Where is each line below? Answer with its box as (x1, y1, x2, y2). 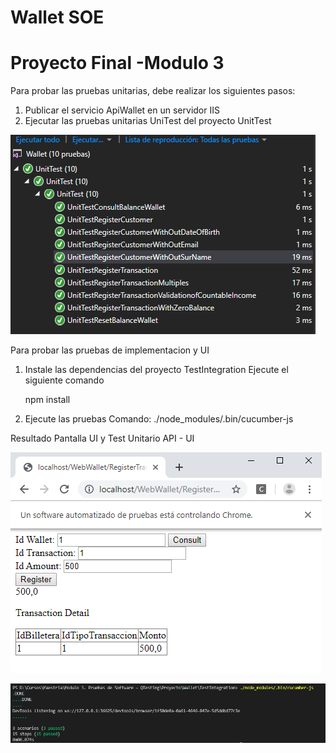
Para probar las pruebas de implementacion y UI (10, 344, 210, 356)
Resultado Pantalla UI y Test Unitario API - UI (10, 432, 195, 445)
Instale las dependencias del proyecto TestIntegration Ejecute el (24, 364, 289, 376)
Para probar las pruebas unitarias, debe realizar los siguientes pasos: (10, 85, 296, 97)
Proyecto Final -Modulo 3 (10, 52, 225, 75)
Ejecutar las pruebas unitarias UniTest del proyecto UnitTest (24, 115, 272, 127)
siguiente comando (24, 374, 105, 386)
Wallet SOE (10, 6, 105, 29)
